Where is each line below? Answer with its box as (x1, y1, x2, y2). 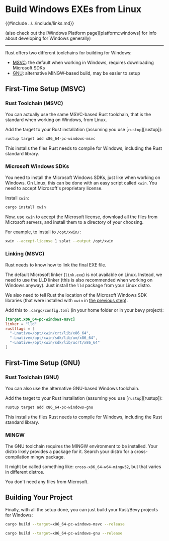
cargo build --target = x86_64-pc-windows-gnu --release (5, 530, 123, 536)
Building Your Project (5, 493, 73, 502)
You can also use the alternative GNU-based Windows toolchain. (5, 385, 140, 391)
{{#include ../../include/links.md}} (5, 20, 74, 26)
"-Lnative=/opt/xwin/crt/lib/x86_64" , (10, 331, 92, 336)
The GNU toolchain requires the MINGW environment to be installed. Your (5, 443, 158, 449)
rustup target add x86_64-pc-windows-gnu (5, 405, 94, 410)
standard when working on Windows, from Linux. (5, 117, 107, 123)
